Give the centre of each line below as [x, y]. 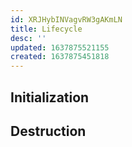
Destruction [48, 131]
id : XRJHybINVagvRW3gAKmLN [66, 19]
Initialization [50, 97]
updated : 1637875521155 [60, 47]
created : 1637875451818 [60, 57]
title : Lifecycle [46, 29]
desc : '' [28, 38]
